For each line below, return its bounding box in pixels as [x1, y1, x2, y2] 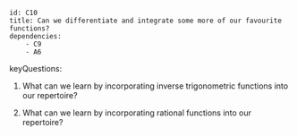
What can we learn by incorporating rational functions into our [21, 107, 252, 118]
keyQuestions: [9, 64, 63, 73]
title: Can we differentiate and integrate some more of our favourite [9, 16, 282, 25]
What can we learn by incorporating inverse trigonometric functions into [21, 81, 289, 91]
